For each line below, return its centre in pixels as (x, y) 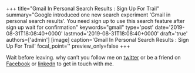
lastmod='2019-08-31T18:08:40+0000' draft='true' (126, 34)
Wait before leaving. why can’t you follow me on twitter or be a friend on (93, 57)
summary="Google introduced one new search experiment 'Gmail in (88, 15)
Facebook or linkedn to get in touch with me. (60, 64)
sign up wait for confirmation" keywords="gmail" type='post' (80, 27)
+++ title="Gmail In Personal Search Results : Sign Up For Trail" (83, 9)
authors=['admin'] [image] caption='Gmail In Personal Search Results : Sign (97, 40)
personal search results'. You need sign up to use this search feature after (95, 21)
